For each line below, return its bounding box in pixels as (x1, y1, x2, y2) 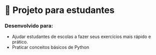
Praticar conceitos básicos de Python (11, 44, 89, 50)
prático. (11, 39, 28, 45)
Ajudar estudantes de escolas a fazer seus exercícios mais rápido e (11, 33, 151, 39)
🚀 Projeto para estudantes (4, 4, 114, 16)
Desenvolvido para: (4, 22, 53, 29)
